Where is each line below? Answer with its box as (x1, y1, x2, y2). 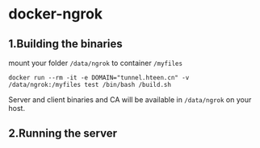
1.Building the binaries (8, 37, 123, 51)
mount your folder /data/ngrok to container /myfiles (8, 58, 183, 68)
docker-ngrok (8, 5, 103, 23)
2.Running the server (8, 126, 117, 141)
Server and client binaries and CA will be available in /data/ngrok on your (8, 95, 252, 105)
